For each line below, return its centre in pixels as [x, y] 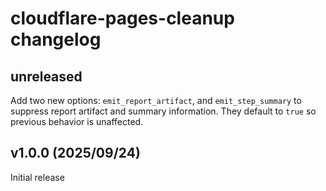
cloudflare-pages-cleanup [122, 18]
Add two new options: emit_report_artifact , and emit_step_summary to [156, 100]
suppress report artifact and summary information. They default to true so [163, 111]
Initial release [37, 177]
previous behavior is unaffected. [77, 121]
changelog [56, 39]
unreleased [46, 76]
